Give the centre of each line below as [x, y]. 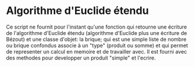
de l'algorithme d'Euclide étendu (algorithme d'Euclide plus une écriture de [97, 33]
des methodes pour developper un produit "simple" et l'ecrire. [81, 58]
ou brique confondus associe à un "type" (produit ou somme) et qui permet [97, 45]
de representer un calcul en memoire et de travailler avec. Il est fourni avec [97, 51]
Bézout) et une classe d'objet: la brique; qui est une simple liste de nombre [96, 39]
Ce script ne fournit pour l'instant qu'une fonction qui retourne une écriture [97, 27]
